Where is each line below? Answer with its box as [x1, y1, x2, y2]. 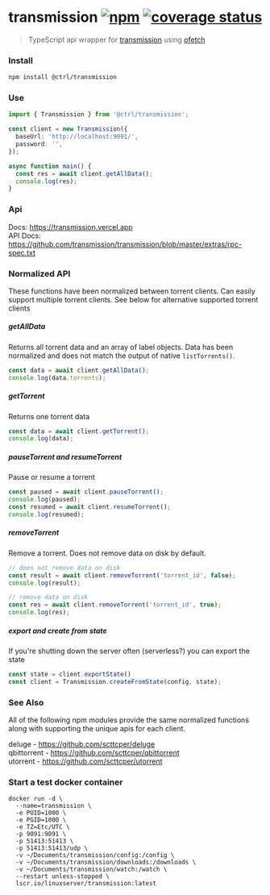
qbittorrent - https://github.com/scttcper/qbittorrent [8, 748, 180, 758]
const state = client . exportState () [8, 670, 131, 678]
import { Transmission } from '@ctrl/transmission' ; [8, 110, 189, 119]
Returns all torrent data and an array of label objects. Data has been [8, 342, 234, 352]
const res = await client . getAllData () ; [15, 169, 153, 177]
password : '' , [15, 140, 63, 148]
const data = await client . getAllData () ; [8, 366, 150, 374]
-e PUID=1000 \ [15, 809, 67, 818]
